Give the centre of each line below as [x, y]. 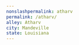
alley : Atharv [24, 22]
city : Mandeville [28, 28]
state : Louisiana [28, 33]
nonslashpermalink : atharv [39, 11]
